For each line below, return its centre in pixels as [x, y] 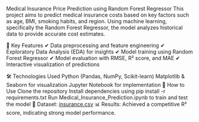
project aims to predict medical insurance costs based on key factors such [98, 15]
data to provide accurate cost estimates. [56, 34]
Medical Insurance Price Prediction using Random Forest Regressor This [95, 9]
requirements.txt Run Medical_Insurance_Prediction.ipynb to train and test [97, 97]
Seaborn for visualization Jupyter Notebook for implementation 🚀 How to [95, 85]
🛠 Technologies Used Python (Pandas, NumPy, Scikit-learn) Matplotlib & [96, 76]
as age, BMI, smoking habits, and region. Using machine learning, [87, 21]
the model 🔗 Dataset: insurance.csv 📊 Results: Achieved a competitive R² [97, 104]
